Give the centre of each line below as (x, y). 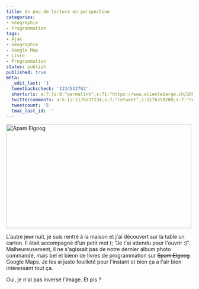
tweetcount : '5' (31, 105)
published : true (26, 72)
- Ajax (14, 39)
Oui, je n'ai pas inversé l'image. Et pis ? (54, 280)
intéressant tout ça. (30, 268)
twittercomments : (33, 99)
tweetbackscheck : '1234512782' (50, 89)
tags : (13, 34)
